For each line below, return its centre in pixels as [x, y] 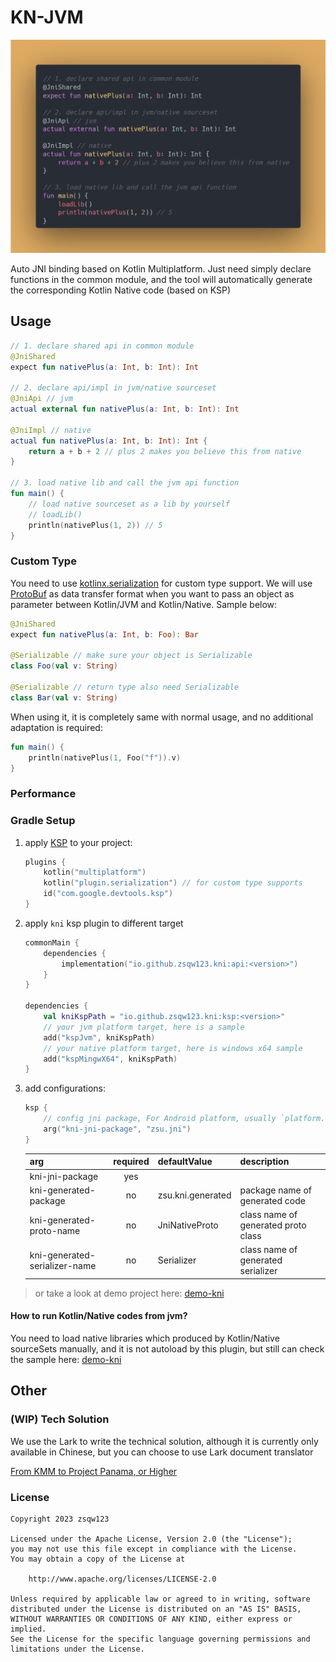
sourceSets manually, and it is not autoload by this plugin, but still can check [167, 1349]
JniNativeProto [188, 1225]
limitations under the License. [77, 1649]
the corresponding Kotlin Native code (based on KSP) [121, 290]
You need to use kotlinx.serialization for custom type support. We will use [161, 583]
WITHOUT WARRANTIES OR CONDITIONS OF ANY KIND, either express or [151, 1619]
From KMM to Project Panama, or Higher [94, 1471]
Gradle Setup [43, 821]
